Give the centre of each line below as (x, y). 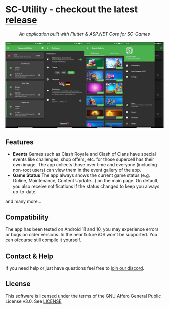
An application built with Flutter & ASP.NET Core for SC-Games (84, 34)
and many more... (23, 201)
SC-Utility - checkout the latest (72, 9)
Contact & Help (29, 256)
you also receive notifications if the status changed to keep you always (86, 186)
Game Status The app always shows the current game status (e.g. (81, 175)
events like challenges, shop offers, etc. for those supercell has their (83, 159)
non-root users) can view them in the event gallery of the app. (77, 170)
